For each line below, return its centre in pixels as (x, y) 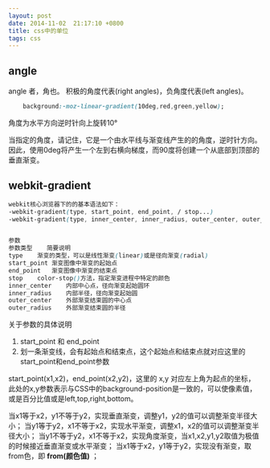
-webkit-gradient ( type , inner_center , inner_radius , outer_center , (124, 219)
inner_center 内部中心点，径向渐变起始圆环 (79, 285)
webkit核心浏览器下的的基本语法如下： (64, 204)
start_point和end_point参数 (65, 362)
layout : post (30, 16)
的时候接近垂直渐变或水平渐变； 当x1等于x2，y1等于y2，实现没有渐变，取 (130, 446)
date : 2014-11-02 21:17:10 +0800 (66, 23)
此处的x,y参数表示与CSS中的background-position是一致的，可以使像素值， (133, 389)
